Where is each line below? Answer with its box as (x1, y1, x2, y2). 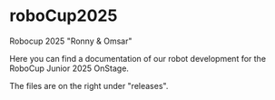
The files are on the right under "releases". (9, 80, 169, 91)
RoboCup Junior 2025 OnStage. (9, 63, 130, 74)
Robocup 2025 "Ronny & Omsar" (9, 35, 133, 46)
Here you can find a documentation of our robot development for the (9, 53, 266, 64)
